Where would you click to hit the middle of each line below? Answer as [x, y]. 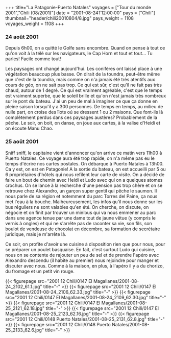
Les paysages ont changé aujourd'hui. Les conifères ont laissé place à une [84, 69]
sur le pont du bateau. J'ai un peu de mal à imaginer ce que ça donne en [82, 101]
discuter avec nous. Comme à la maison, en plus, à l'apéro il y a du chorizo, [85, 265]
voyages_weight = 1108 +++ [35, 23]
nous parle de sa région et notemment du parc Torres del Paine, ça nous [81, 196]
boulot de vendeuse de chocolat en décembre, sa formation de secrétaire [83, 229]
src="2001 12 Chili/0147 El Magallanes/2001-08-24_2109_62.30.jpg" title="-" [86, 297]
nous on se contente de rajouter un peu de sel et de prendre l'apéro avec [82, 255]
